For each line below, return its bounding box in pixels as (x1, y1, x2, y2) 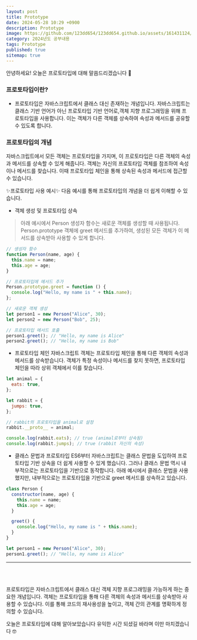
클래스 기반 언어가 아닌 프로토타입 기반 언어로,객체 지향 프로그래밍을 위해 (14, 107, 181, 114)
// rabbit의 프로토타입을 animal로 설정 (6, 419, 94, 425)
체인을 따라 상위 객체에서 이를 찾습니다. (14, 364, 104, 372)
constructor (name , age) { (11, 491, 75, 498)
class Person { (6, 486, 43, 492)
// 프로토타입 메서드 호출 (6, 327, 60, 333)
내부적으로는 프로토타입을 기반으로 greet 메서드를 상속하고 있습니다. (32, 475, 188, 482)
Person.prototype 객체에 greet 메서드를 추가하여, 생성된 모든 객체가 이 (20, 227, 184, 234)
